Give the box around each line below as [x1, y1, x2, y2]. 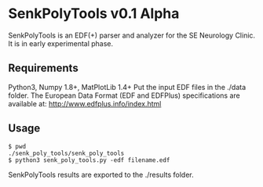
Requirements [8, 62, 79, 75]
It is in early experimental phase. [8, 38, 114, 48]
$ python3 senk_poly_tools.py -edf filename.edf [8, 156, 170, 164]
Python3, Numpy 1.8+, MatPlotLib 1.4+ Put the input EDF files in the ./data [8, 82, 247, 92]
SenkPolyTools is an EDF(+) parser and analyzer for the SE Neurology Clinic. [8, 31, 256, 40]
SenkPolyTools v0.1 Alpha [8, 5, 180, 23]
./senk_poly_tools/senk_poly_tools [8, 149, 125, 157]
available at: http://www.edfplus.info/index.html [8, 99, 162, 108]
